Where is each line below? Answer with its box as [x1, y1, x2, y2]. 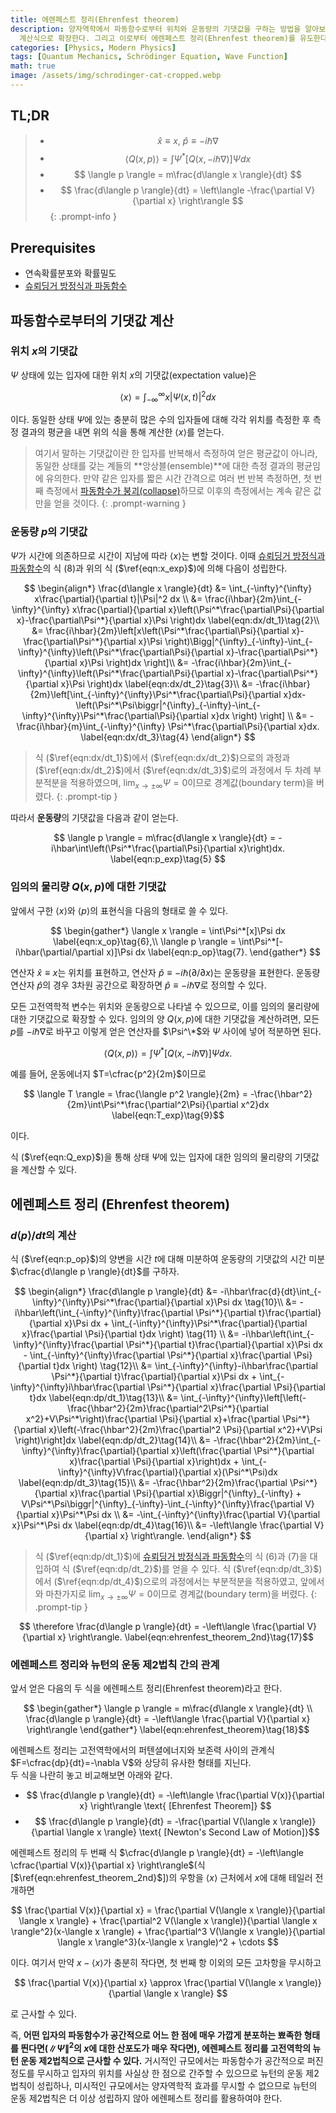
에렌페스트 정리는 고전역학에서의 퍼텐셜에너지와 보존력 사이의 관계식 [10, 1744, 275, 1756]
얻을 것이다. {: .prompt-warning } [53, 497, 187, 510]
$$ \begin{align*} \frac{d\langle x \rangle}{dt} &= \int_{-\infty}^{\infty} [23, 582, 313, 594]
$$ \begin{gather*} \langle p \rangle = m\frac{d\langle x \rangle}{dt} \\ [23, 1702, 313, 1715]
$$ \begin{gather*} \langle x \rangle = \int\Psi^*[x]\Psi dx [50, 924, 286, 936]
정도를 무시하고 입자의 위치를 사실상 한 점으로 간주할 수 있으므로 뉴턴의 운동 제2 [10, 2067, 320, 2079]
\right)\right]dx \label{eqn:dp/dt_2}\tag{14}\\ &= [14, 1434, 212, 1446]
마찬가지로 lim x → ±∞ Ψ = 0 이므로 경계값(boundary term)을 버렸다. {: [45, 1588, 318, 1602]
